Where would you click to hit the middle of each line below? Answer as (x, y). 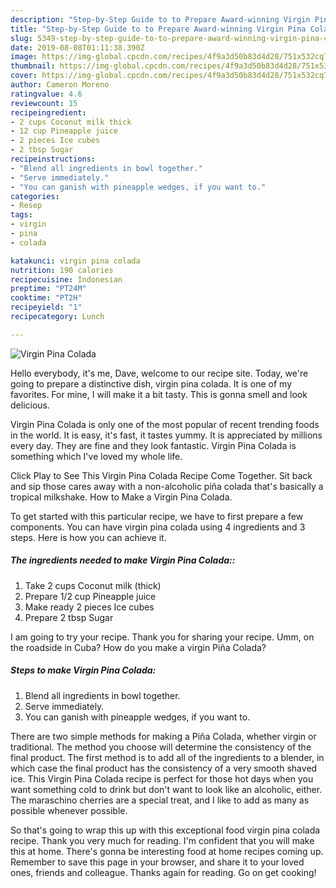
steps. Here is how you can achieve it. (88, 537)
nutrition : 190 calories (62, 270)
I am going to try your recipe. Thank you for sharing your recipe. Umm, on (162, 637)
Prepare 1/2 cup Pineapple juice (90, 596)
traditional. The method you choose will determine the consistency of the (161, 747)
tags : (21, 215)
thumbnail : (33, 66)
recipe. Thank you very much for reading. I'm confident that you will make (162, 840)
